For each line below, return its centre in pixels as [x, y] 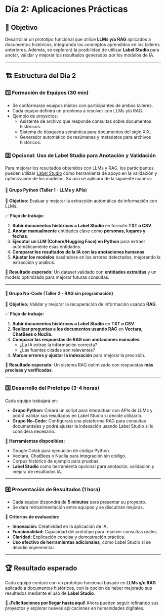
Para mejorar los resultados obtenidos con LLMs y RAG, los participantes [80, 168]
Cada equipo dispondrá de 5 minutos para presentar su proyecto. [79, 502]
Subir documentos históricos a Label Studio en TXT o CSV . [74, 324]
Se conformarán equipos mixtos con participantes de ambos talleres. [83, 105]
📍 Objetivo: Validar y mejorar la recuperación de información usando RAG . [81, 304]
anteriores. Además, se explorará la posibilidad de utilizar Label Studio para [82, 50]
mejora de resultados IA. [37, 471]
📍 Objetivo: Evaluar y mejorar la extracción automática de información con [81, 201]
